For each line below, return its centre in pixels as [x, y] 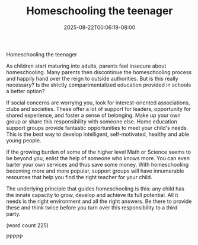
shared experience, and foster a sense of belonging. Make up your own [93, 115]
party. [13, 214]
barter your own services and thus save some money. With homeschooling [98, 164]
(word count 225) [28, 225]
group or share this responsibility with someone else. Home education [92, 121]
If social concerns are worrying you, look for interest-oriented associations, [98, 103]
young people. [24, 140]
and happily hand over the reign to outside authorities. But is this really [92, 78]
